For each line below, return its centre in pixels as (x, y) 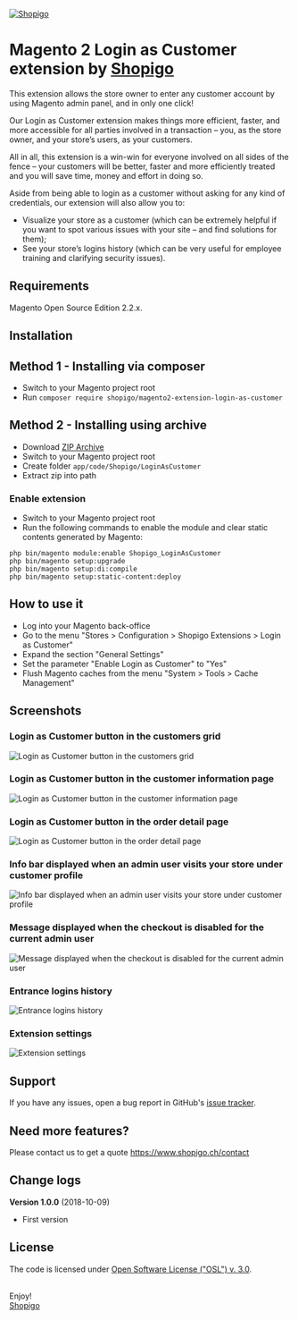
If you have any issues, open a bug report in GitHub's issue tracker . (132, 1103)
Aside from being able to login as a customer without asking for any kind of (147, 193)
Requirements (49, 286)
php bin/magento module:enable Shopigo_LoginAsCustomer (115, 554)
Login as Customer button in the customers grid (115, 736)
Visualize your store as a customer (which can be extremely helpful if (149, 220)
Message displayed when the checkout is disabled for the (137, 927)
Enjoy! (21, 1296)
